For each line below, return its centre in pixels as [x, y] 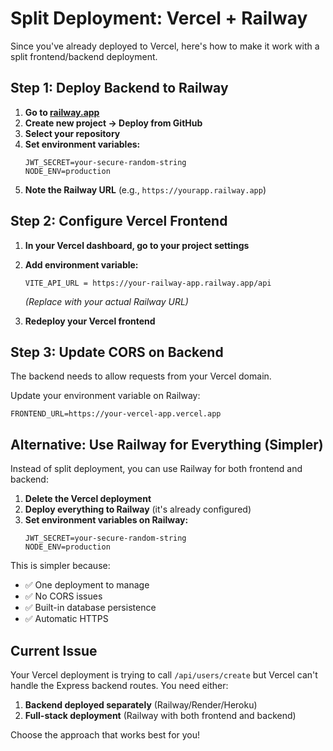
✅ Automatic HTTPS [66, 619]
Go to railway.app [62, 112]
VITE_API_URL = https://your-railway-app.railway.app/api [148, 283]
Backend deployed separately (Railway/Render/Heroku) [141, 705]
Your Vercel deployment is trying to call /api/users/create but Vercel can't [164, 675]
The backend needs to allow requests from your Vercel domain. [141, 376]
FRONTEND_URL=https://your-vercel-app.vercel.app [116, 414]
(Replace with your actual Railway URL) [106, 301]
